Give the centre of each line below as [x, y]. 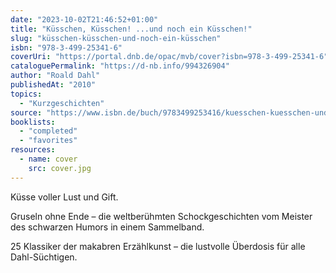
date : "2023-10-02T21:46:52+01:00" [84, 19]
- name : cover [48, 159]
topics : [26, 94]
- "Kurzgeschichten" [62, 103]
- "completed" [48, 131]
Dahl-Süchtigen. [44, 257]
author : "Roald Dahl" [55, 76]
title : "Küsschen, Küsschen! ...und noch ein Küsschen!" [131, 29]
